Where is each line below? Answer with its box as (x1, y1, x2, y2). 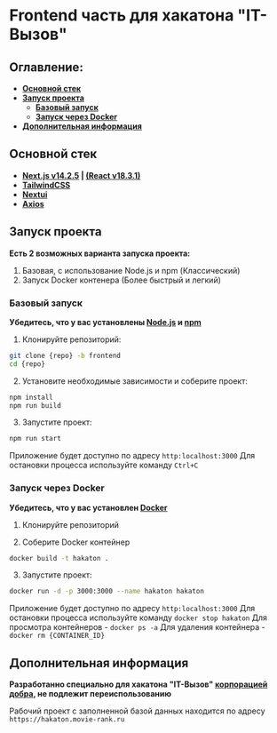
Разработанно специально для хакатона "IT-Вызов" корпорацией (9, 679, 268, 689)
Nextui (21, 188, 48, 200)
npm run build (9, 401, 62, 410)
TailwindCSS (21, 179, 71, 190)
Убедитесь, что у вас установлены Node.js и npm (9, 316, 202, 327)
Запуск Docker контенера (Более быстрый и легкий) (21, 275, 222, 285)
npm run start (9, 434, 62, 443)
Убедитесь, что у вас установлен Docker (9, 502, 168, 513)
